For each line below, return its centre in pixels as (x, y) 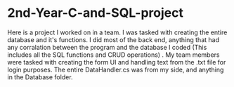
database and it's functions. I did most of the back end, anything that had (113, 39)
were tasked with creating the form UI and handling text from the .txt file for (117, 62)
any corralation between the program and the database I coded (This (107, 47)
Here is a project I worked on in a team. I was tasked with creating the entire (117, 32)
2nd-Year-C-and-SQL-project (96, 13)
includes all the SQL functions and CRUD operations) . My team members (113, 55)
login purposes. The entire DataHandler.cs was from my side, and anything (116, 69)
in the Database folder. (40, 77)
